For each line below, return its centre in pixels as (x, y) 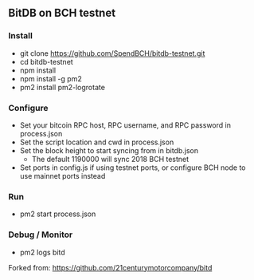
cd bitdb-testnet (46, 61)
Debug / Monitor (41, 235)
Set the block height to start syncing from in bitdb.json (109, 150)
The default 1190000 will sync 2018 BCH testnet (110, 159)
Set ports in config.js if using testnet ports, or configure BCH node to (133, 168)
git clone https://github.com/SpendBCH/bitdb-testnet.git (112, 53)
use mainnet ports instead (63, 175)
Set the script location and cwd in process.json (97, 142)
